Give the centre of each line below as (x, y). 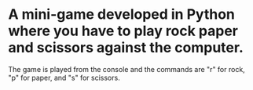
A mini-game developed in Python (122, 14)
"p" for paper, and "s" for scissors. (64, 77)
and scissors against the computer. (126, 48)
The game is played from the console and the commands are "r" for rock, (126, 69)
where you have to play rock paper (123, 31)
